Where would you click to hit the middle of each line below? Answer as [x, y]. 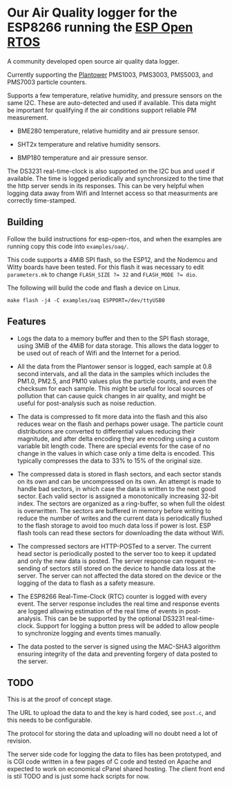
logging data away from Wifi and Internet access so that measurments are [113, 193]
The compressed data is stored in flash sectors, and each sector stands [119, 474]
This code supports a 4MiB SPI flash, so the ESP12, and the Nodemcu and [112, 259]
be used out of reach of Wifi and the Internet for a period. [99, 353]
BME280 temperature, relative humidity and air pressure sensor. [108, 131]
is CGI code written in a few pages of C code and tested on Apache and [109, 761]
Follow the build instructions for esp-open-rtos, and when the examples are [115, 239]
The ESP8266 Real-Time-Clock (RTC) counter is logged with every [112, 596]
